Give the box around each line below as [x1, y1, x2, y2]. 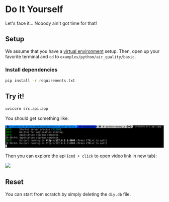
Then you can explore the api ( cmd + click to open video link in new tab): [5, 153, 157, 159]
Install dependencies [5, 66, 58, 73]
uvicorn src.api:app [5, 106, 49, 111]
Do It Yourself [5, 4, 63, 15]
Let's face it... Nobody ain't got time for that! [5, 20, 97, 26]
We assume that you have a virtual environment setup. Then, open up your [5, 48, 160, 54]
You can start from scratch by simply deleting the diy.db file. [5, 191, 131, 197]
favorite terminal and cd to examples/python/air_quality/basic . [5, 53, 136, 59]
